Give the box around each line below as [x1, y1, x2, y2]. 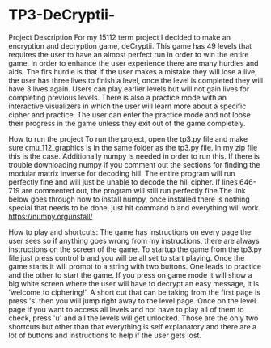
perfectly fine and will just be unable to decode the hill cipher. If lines [8, 176, 239, 187]
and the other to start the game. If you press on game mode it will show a [8, 269, 252, 280]
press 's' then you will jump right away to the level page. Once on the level [8, 295, 256, 305]
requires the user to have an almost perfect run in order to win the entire [8, 49, 249, 59]
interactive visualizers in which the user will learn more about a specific [8, 101, 247, 111]
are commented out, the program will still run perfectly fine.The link [21, 185, 246, 195]
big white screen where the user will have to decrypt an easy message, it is [8, 278, 260, 288]
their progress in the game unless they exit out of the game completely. [8, 118, 246, 128]
